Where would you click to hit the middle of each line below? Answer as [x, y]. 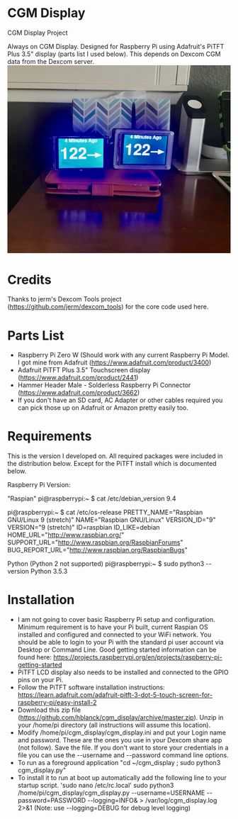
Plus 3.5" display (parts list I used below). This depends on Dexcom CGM [114, 54]
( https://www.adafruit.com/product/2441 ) [78, 378]
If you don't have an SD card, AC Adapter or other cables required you [120, 400]
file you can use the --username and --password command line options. [123, 755]
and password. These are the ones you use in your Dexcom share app [120, 740]
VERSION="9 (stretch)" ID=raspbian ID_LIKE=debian [84, 528]
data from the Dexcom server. [51, 61]
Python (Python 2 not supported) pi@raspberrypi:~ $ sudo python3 [106, 564]
